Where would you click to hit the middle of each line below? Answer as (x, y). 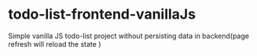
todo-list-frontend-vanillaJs (102, 14)
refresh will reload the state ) (55, 44)
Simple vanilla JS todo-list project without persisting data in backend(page (129, 36)
